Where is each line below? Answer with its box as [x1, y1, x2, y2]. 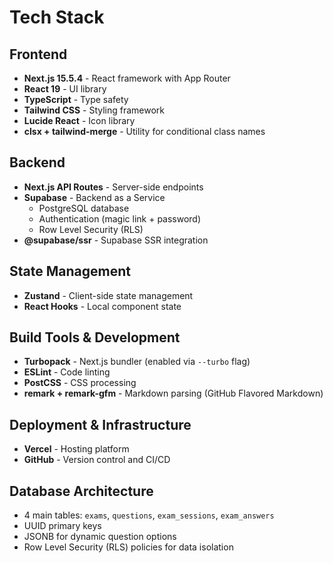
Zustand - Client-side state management [23, 289, 194, 301]
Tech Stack [9, 6, 105, 29]
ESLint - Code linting [23, 366, 111, 378]
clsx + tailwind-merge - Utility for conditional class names [23, 126, 266, 137]
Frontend [9, 46, 68, 63]
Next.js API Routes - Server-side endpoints [23, 181, 204, 193]
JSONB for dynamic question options [23, 531, 177, 543]
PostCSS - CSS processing [23, 377, 137, 389]
